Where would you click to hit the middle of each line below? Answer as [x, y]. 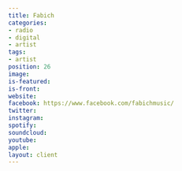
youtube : [22, 140]
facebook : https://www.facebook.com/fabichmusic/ [91, 103]
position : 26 [30, 67]
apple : [19, 147]
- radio [21, 30]
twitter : [22, 111]
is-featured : [30, 81]
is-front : [24, 89]
